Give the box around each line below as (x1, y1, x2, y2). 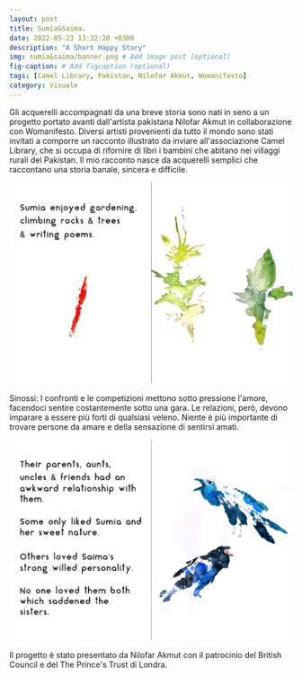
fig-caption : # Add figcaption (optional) (9, 62, 171, 71)
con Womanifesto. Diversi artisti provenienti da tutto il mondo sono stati (9, 126, 274, 137)
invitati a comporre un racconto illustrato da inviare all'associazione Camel (9, 135, 285, 146)
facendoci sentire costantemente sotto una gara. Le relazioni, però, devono (9, 402, 288, 413)
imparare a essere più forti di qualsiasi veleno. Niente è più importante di (9, 412, 279, 423)
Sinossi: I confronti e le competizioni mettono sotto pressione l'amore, (9, 392, 269, 404)
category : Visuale (9, 81, 78, 90)
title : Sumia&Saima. (9, 23, 87, 33)
